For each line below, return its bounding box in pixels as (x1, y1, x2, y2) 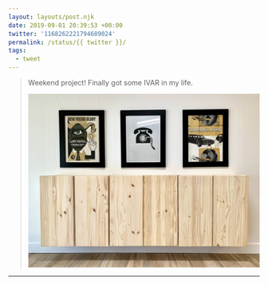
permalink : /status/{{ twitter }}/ (8, 38, 127, 46)
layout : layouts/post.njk (8, 13, 94, 21)
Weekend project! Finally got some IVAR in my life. (27, 78, 193, 87)
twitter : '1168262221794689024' (8, 30, 116, 38)
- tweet (15, 55, 41, 63)
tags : (8, 46, 26, 55)
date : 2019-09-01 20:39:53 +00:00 (8, 21, 124, 30)
